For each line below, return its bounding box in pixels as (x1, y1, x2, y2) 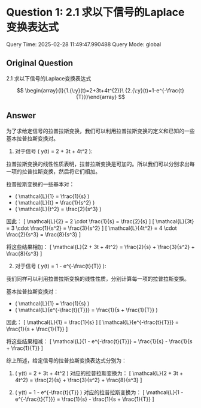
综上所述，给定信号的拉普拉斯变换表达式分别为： (6, 356, 127, 364)
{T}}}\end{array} (75, 93, 117, 100)
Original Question (6, 58, 74, 68)
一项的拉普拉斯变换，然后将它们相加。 (6, 167, 100, 175)
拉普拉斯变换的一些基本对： (6, 181, 75, 188)
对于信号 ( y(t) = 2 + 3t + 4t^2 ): (14, 148, 93, 155)
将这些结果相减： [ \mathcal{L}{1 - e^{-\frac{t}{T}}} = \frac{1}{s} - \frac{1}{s (6, 337, 193, 345)
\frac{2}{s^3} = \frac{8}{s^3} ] (6, 230, 81, 238)
